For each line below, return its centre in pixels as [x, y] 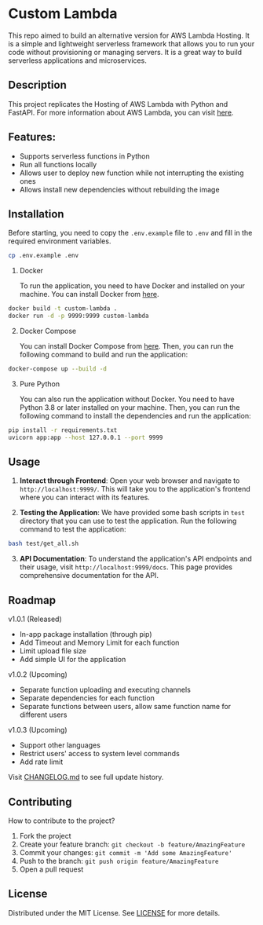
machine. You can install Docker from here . [89, 294]
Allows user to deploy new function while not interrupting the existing [131, 173]
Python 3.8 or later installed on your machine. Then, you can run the [130, 407]
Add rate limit [41, 762]
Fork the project [46, 835]
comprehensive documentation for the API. [89, 576]
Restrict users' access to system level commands [100, 754]
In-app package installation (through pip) [86, 634]
